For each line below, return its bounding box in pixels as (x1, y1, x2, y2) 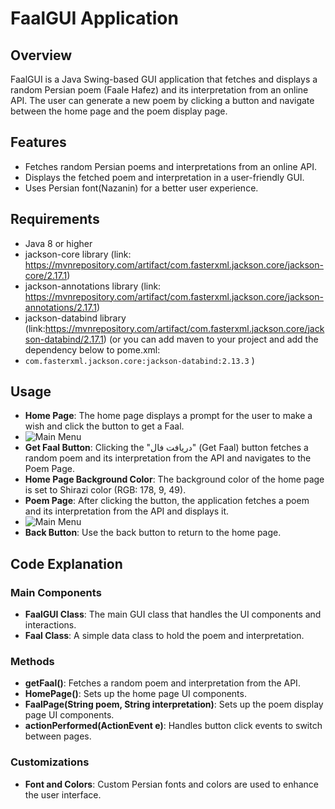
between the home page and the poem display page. (10, 105, 228, 117)
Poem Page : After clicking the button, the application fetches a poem (24, 495, 310, 507)
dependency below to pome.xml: (24, 343, 161, 356)
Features (10, 134, 67, 151)
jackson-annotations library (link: (24, 280, 162, 292)
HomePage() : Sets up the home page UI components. (24, 688, 247, 700)
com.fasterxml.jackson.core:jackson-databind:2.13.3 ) (24, 354, 255, 366)
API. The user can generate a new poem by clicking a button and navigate (10, 95, 315, 106)
